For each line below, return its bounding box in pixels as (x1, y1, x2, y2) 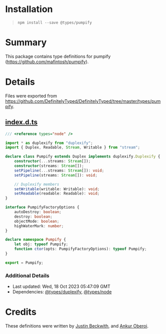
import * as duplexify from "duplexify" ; (5, 140, 93, 145)
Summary (5, 37, 47, 48)
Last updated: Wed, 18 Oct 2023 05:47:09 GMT (12, 283, 110, 289)
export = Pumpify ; (5, 260, 44, 265)
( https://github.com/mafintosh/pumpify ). (5, 59, 89, 65)
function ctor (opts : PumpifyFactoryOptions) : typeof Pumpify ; (14, 247, 147, 252)
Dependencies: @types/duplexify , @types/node (12, 289, 112, 295)
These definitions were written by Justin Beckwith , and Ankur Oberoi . (5, 322, 149, 329)
